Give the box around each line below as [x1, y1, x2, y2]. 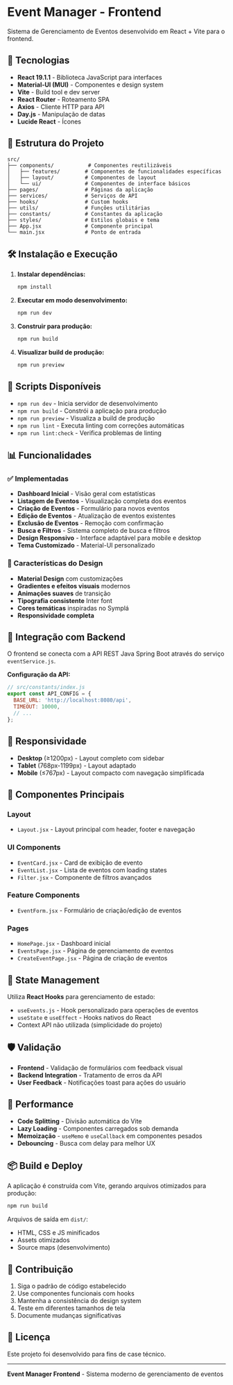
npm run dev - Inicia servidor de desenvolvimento [17, 399, 158, 407]
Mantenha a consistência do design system [17, 1297, 141, 1305]
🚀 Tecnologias [7, 55, 70, 67]
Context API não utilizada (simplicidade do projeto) [17, 1021, 163, 1029]
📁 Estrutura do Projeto [7, 137, 104, 149]
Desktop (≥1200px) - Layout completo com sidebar [17, 754, 165, 762]
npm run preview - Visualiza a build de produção [17, 414, 155, 422]
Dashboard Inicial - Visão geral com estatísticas [17, 490, 156, 498]
